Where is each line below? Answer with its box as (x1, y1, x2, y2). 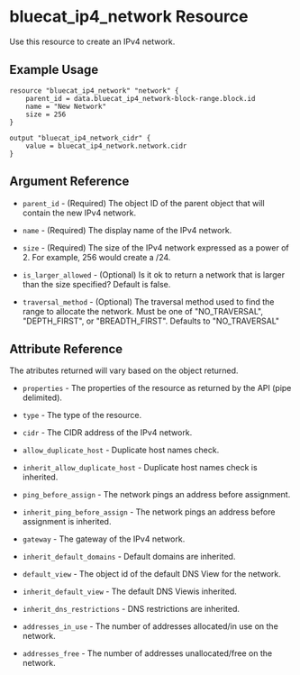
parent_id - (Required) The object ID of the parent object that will (22, 197, 265, 208)
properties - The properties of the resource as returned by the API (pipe (22, 383, 292, 394)
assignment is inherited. (22, 516, 112, 527)
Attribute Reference (9, 341, 123, 357)
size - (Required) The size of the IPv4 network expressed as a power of (22, 242, 290, 253)
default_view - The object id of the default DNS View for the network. (22, 569, 282, 579)
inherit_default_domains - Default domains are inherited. (22, 552, 236, 562)
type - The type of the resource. (22, 410, 142, 421)
